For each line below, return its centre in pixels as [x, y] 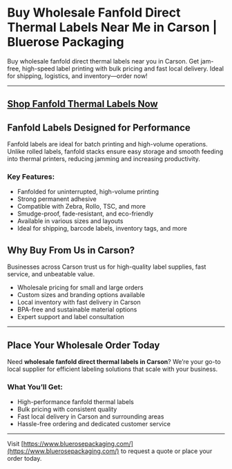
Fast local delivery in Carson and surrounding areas [90, 417]
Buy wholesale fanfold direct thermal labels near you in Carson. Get [103, 61]
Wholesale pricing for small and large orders [80, 287]
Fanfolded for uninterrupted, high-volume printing [88, 192]
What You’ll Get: [35, 387]
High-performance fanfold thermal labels [76, 402]
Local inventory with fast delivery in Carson [79, 303]
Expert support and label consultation [70, 317]
